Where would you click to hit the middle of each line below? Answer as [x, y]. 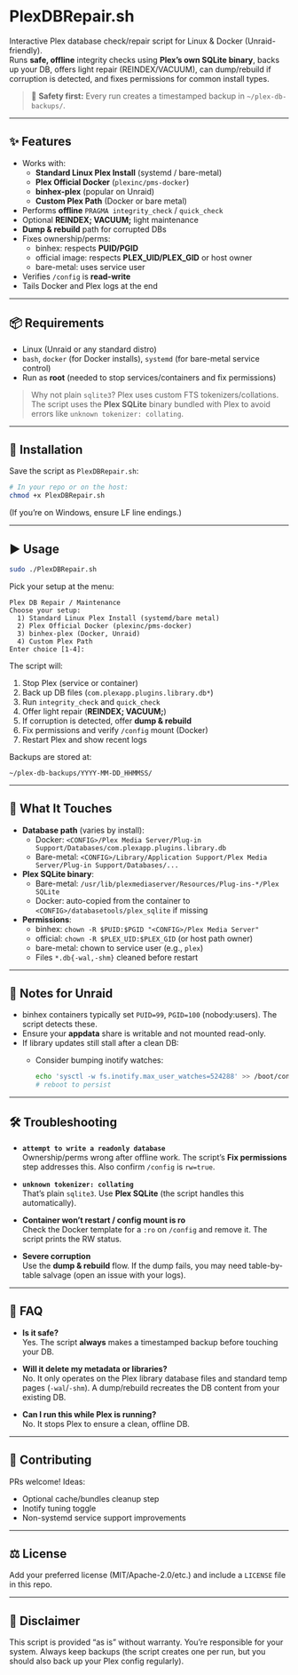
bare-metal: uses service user [90, 267]
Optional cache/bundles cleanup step [90, 1498]
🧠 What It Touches [61, 809]
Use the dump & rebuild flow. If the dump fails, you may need [134, 1265]
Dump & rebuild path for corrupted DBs [94, 229]
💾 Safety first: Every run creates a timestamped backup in [138, 96]
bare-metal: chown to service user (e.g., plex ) [119, 947]
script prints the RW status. [72, 1239]
